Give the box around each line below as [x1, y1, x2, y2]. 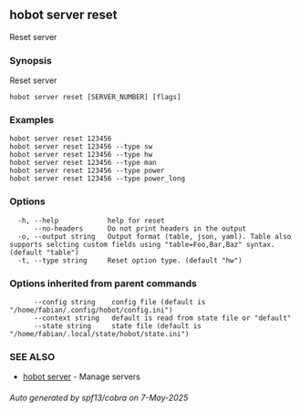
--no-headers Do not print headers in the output [33, 223, 247, 233]
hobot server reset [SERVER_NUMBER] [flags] [9, 93, 181, 102]
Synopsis [9, 54, 52, 67]
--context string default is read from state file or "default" [33, 314, 292, 323]
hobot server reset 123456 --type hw [9, 150, 153, 160]
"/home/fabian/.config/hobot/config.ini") [9, 305, 173, 314]
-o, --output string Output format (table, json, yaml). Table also [17, 232, 292, 241]
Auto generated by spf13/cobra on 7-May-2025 [9, 392, 189, 403]
